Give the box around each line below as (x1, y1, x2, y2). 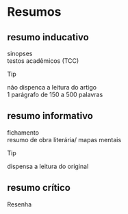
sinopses (7, 49, 33, 57)
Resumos (7, 4, 62, 20)
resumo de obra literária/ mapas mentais (7, 135, 122, 144)
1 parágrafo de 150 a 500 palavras (7, 90, 103, 98)
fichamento (7, 128, 40, 137)
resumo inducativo (7, 31, 89, 43)
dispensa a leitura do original (7, 162, 89, 170)
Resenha (7, 200, 32, 209)
